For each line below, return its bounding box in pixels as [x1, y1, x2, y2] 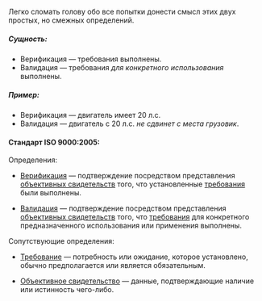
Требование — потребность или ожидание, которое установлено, [19, 252, 248, 261]
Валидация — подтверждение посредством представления [19, 203, 227, 213]
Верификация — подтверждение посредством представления [19, 171, 235, 181]
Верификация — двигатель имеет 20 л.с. [19, 110, 161, 119]
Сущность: [8, 34, 48, 44]
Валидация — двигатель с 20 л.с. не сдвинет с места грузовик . [19, 119, 239, 128]
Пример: [8, 90, 40, 99]
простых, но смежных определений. [8, 15, 135, 25]
